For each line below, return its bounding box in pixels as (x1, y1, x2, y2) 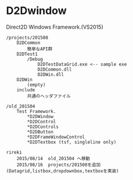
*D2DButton (27, 129, 54, 135)
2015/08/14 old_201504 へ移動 (16, 155, 90, 161)
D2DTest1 (16, 51, 38, 57)
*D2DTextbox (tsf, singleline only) (27, 139, 117, 145)
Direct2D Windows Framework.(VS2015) (6, 23, 104, 30)
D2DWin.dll (37, 71, 64, 77)
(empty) (27, 82, 46, 88)
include (16, 86, 35, 93)
